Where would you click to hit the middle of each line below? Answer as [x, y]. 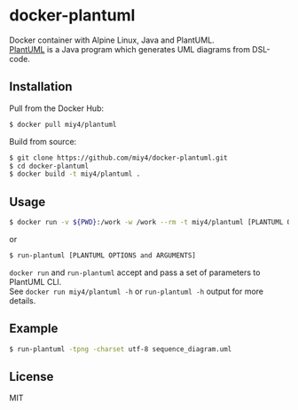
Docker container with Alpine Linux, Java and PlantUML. [112, 40]
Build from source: [43, 141]
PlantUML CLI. [35, 281]
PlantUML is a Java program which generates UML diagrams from [130, 49]
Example [34, 329]
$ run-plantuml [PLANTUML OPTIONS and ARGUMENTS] [103, 255]
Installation [41, 87]
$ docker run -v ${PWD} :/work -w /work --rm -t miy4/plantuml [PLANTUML [146, 223]
